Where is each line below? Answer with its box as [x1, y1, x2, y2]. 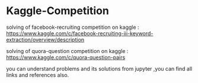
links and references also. [6, 71, 69, 78]
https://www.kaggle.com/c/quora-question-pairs [6, 54, 126, 61]
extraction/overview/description [6, 36, 85, 43]
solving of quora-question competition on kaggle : [6, 47, 129, 54]
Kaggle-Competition [6, 4, 110, 18]
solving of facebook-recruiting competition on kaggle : [6, 24, 139, 31]
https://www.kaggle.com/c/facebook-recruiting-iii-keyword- [6, 29, 154, 36]
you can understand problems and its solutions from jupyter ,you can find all [6, 65, 193, 72]
